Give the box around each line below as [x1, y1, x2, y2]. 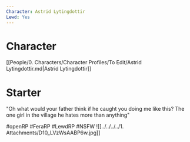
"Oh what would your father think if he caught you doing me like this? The [6, 105, 185, 113]
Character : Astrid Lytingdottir [6, 8, 85, 15]
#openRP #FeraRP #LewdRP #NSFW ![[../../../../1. [6, 123, 124, 130]
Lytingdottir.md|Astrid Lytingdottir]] [6, 65, 92, 72]
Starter [6, 86, 41, 99]
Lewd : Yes [6, 14, 31, 20]
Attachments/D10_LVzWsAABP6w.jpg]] [6, 129, 101, 136]
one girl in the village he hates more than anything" [6, 111, 130, 118]
